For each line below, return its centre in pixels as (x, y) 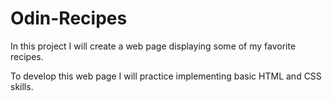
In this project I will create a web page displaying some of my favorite (153, 46)
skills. (22, 86)
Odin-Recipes (69, 18)
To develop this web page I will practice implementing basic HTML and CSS (166, 76)
